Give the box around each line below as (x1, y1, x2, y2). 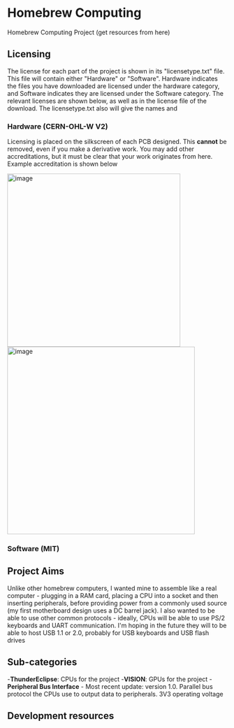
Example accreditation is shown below (7, 159, 118, 169)
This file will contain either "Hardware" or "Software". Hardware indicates (7, 74, 218, 83)
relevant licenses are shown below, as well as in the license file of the (7, 97, 207, 105)
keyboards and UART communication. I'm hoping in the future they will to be (7, 621, 227, 629)
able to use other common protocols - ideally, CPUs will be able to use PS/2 (7, 613, 226, 622)
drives (7, 636, 26, 644)
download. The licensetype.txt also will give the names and (7, 104, 178, 113)
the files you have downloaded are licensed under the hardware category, (7, 82, 220, 90)
